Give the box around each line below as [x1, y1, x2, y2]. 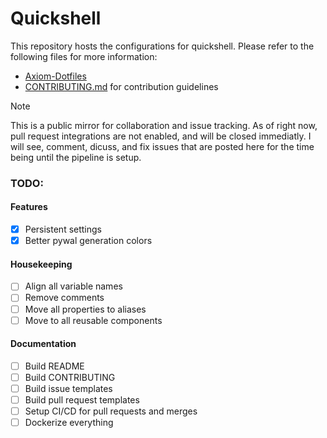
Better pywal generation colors [24, 235, 153, 247]
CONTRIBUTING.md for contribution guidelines [24, 80, 219, 92]
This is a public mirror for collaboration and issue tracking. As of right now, [10, 119, 318, 131]
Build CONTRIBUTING [24, 371, 116, 383]
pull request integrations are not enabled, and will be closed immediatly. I [10, 130, 312, 142]
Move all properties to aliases [24, 303, 147, 315]
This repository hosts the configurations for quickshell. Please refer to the [10, 40, 315, 52]
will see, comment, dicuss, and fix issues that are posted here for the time [10, 140, 315, 152]
